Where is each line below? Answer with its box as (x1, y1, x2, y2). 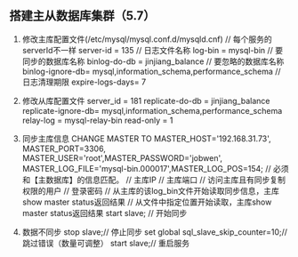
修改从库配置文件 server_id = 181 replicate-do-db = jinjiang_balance (21, 95, 270, 106)
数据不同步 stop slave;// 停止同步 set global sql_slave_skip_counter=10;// (21, 226, 287, 237)
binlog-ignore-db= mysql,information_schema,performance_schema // (21, 66, 282, 76)
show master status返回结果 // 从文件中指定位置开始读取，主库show (21, 197, 272, 207)
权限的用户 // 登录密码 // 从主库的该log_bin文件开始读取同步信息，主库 (21, 185, 280, 196)
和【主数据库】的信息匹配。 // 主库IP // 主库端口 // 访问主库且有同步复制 (21, 174, 286, 185)
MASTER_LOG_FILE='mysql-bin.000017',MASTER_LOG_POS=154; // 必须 (21, 163, 289, 173)
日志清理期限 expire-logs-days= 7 (21, 76, 147, 87)
